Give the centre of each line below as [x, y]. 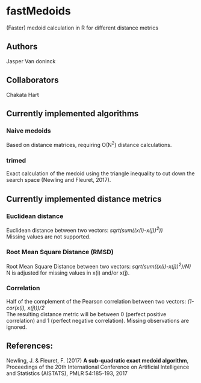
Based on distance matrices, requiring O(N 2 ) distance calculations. [89, 144]
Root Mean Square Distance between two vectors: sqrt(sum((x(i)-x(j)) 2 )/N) [99, 266]
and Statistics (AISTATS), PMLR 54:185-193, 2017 [67, 373]
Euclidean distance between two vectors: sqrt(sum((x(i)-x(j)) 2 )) [85, 229]
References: [29, 346]
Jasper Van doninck [31, 61]
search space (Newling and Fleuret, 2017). [59, 180]
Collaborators [32, 80]
